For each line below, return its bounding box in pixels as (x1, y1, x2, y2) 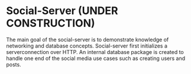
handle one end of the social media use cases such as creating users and (6, 55, 186, 62)
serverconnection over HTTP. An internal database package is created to (6, 48, 184, 55)
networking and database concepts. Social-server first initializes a (6, 42, 167, 49)
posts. (6, 60, 22, 68)
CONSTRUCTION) (6, 16, 96, 30)
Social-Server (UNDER (6, 4, 118, 18)
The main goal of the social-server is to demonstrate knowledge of (6, 36, 169, 43)
